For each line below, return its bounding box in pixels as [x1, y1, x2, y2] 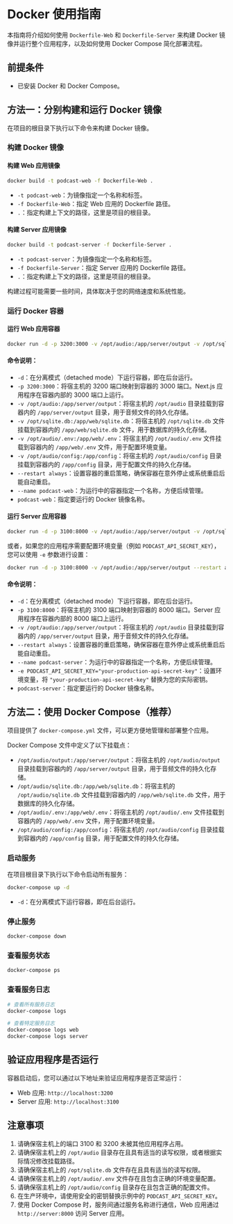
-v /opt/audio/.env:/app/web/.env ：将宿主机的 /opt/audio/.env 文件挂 [17, 434, 222, 442]
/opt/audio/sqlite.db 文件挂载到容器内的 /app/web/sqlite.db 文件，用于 [17, 790, 226, 799]
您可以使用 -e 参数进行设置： [7, 550, 90, 558]
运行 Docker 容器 [7, 306, 64, 315]
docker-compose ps [7, 967, 60, 974]
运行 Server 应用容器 [7, 512, 67, 521]
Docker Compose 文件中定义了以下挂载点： [7, 741, 132, 749]
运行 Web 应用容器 [7, 324, 60, 333]
